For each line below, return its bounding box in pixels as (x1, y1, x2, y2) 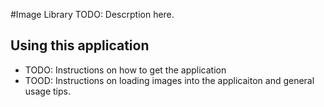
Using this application (10, 37, 150, 54)
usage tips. (24, 85, 71, 97)
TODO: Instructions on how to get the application (24, 64, 227, 76)
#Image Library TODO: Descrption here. (10, 9, 175, 20)
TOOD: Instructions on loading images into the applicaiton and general (24, 74, 315, 86)
